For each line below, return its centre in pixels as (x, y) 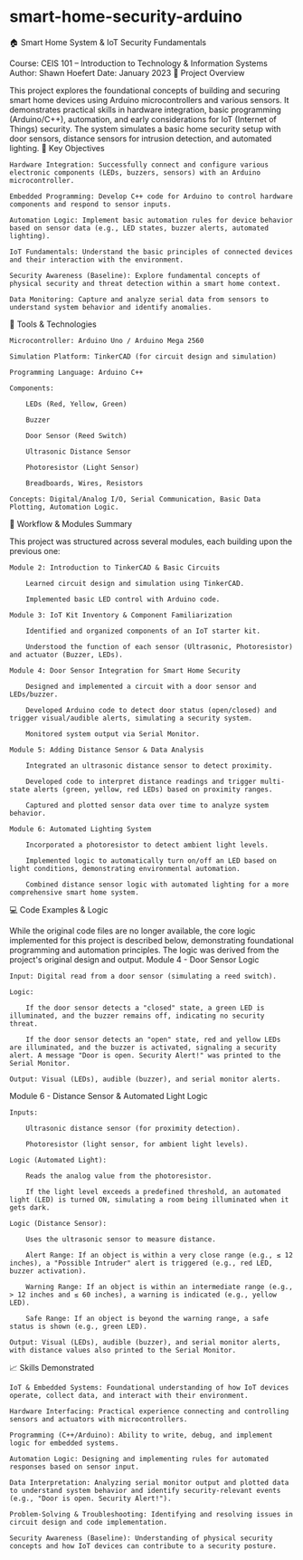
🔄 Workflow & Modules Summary (71, 523)
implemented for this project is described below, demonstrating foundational (151, 940)
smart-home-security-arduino (126, 17)
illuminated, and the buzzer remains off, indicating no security (137, 1016)
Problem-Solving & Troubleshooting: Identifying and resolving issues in (151, 1514)
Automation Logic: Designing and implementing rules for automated (139, 1459)
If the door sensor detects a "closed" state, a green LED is (145, 1008)
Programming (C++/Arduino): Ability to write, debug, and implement (141, 1435)
